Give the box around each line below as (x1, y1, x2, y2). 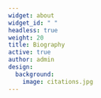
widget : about (8, 11, 55, 20)
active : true (8, 48, 51, 56)
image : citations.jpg (22, 77, 93, 85)
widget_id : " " (8, 19, 58, 27)
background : (15, 70, 55, 78)
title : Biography (8, 41, 65, 49)
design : (8, 63, 34, 71)
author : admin (8, 56, 55, 64)
